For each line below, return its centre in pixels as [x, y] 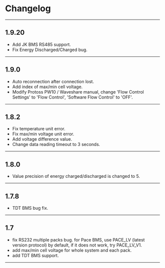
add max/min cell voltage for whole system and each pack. [72, 250]
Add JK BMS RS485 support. [41, 44]
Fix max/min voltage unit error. [43, 134]
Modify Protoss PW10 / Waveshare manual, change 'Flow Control [78, 92]
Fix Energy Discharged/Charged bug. [50, 49]
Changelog [28, 9]
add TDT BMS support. [35, 255]
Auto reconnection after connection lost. [53, 81]
